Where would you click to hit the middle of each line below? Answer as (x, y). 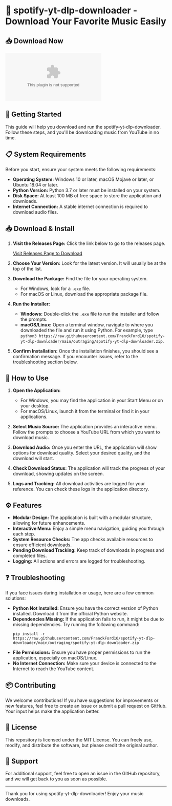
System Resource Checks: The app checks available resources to (83, 540)
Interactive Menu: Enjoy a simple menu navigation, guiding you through (89, 529)
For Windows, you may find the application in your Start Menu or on (92, 400)
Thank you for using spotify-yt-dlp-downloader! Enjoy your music (74, 794)
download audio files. (35, 212)
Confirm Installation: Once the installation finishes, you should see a (85, 351)
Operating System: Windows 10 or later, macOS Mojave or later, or (83, 179)
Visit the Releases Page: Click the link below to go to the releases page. (89, 243)
